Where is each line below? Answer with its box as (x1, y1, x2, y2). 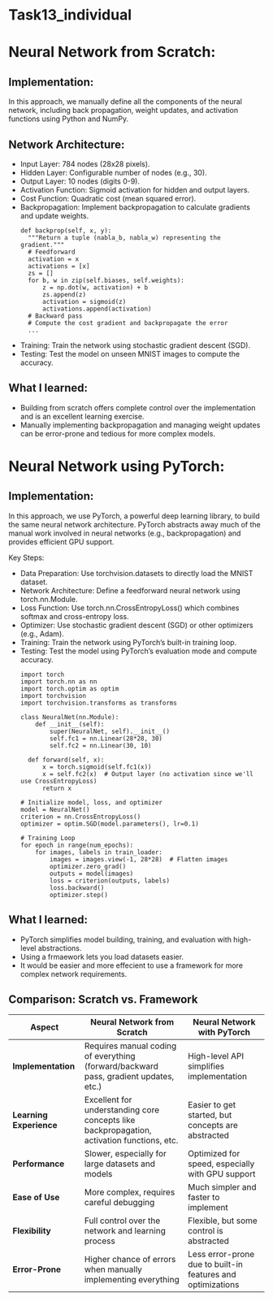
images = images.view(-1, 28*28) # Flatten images (50, 855, 228, 863)
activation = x (28, 255, 80, 263)
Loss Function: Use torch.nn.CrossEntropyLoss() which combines (19, 603, 240, 613)
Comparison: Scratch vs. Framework (8, 993, 198, 1007)
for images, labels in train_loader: (35, 848, 162, 856)
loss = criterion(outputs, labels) (50, 876, 171, 885)
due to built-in (188, 1259, 244, 1270)
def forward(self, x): (28, 756, 105, 764)
